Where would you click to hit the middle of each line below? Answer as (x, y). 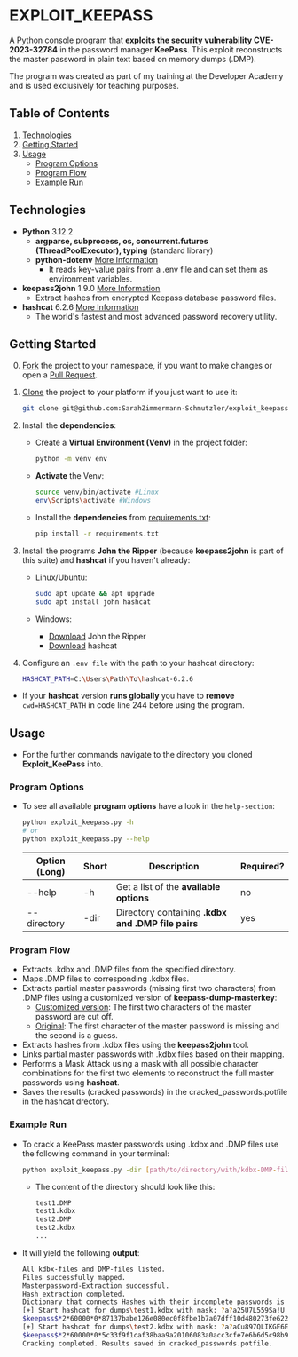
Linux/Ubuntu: (61, 577)
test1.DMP (54, 1203)
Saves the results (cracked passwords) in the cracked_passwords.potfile (155, 1092)
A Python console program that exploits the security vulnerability (131, 40)
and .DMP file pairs (157, 924)
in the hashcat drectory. (66, 1101)
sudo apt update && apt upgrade (95, 593)
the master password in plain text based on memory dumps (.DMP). (133, 59)
